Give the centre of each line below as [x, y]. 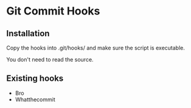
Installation [28, 33]
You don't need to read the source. [50, 59]
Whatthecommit [35, 99]
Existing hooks [35, 79]
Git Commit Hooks [53, 11]
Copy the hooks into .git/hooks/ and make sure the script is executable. [96, 48]
